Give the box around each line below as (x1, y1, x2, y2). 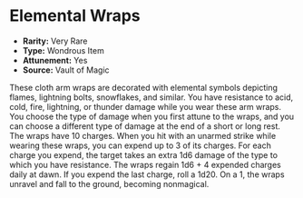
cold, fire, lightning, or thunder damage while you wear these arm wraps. (9, 101, 282, 112)
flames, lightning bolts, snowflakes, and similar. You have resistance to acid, (9, 92, 294, 103)
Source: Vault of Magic (22, 64, 111, 75)
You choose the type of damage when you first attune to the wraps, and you (9, 111, 295, 122)
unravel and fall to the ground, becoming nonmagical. (9, 178, 210, 189)
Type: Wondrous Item (22, 45, 104, 55)
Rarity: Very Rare (22, 35, 88, 46)
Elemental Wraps (9, 5, 141, 26)
